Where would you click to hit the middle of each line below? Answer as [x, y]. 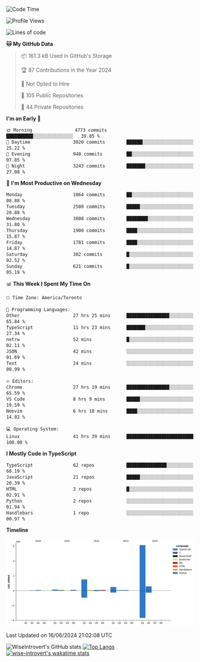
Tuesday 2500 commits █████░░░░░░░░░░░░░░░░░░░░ [100, 207]
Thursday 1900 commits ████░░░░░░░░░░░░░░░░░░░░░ [100, 230]
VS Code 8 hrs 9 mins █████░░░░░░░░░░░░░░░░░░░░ [100, 399]
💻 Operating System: [33, 429]
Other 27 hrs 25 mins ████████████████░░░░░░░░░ [100, 316]
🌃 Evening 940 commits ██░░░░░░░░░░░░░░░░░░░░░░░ [100, 154]
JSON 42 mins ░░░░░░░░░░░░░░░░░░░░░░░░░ [100, 352]
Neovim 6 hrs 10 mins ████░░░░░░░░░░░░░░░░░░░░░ [100, 411]
